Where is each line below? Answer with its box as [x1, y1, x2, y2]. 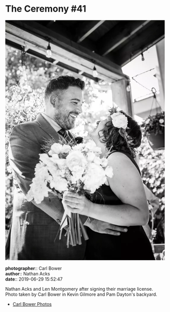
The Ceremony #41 [5, 3, 87, 15]
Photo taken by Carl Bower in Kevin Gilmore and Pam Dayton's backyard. [5, 291, 158, 297]
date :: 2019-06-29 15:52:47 [5, 276, 63, 282]
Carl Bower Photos [12, 301, 52, 307]
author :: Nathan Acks [5, 270, 51, 276]
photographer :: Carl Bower [5, 265, 62, 271]
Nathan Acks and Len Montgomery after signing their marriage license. [5, 286, 153, 292]
